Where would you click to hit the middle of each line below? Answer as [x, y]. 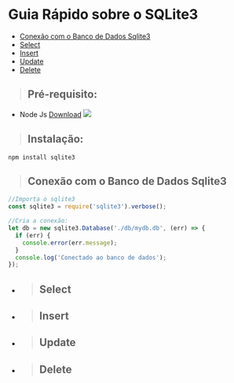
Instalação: [55, 139]
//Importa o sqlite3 [42, 199]
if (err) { [33, 235]
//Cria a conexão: [38, 221]
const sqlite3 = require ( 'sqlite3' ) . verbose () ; [88, 207]
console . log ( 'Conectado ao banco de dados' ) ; [91, 257]
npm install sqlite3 [42, 157]
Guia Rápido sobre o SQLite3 [103, 15]
